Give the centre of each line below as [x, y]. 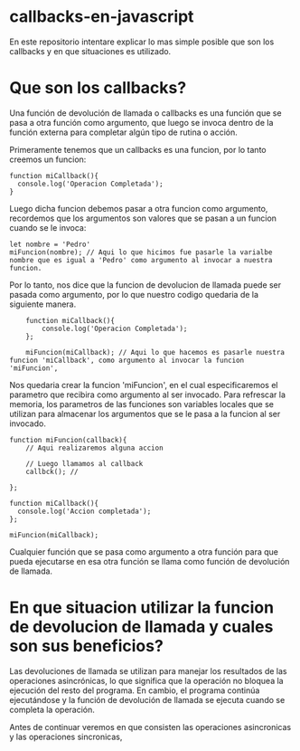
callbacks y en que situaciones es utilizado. [90, 51]
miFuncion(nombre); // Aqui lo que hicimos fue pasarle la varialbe [141, 252]
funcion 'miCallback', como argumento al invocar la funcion [127, 360]
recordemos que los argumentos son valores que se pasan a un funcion [143, 218]
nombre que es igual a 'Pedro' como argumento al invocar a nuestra [141, 260]
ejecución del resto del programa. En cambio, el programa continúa [135, 690]
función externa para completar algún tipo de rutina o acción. [123, 132]
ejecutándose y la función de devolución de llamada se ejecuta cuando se [147, 699]
